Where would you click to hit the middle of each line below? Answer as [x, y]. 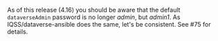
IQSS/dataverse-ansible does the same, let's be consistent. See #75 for [109, 24]
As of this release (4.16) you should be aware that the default [94, 10]
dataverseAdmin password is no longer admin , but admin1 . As [94, 17]
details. [18, 31]
